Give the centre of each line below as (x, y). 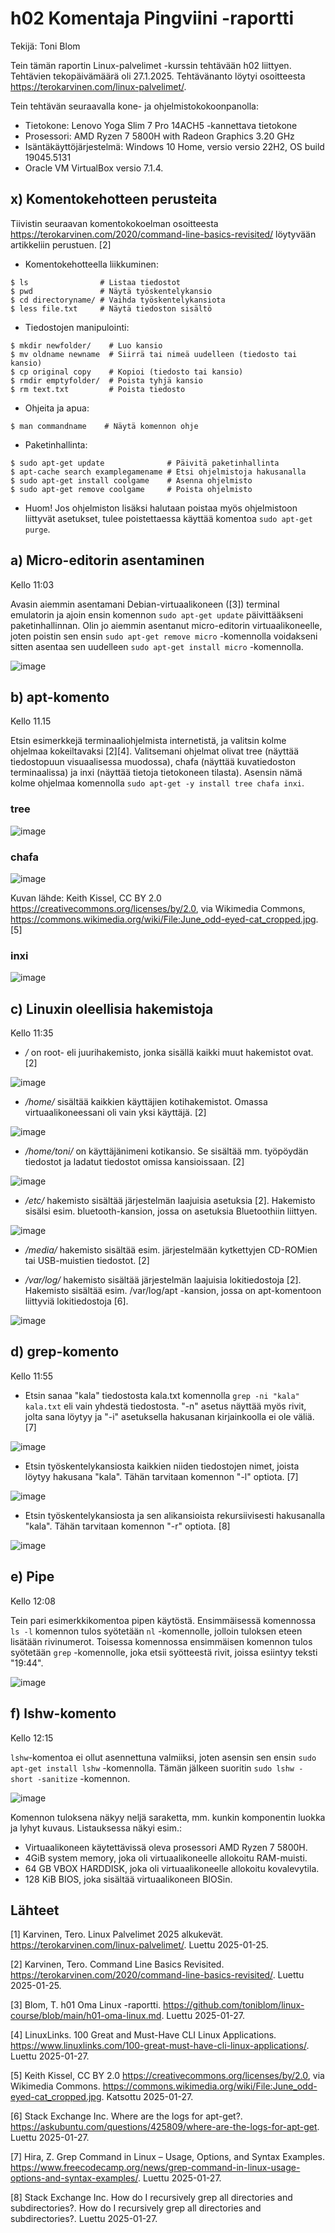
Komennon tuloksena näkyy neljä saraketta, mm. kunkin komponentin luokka (168, 1817)
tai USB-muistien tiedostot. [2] (87, 1261)
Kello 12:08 (33, 1601)
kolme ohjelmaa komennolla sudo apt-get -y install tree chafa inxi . (157, 783)
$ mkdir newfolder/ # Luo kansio (86, 345)
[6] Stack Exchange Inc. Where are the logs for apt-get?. (126, 2116)
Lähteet (35, 1910)
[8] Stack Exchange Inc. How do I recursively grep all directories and (151, 2198)
